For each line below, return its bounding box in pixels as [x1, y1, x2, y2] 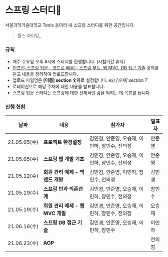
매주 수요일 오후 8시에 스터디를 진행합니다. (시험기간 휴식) [12, 58, 125, 65]
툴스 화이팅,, [17, 32, 42, 38]
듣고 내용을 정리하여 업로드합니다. [12, 71, 78, 77]
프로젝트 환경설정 [43, 138, 82, 145]
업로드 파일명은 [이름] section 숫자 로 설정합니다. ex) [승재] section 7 [12, 77, 147, 83]
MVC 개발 [43, 210, 66, 217]
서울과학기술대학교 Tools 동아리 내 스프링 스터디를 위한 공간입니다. [5, 22, 135, 28]
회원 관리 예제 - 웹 [43, 202, 84, 209]
